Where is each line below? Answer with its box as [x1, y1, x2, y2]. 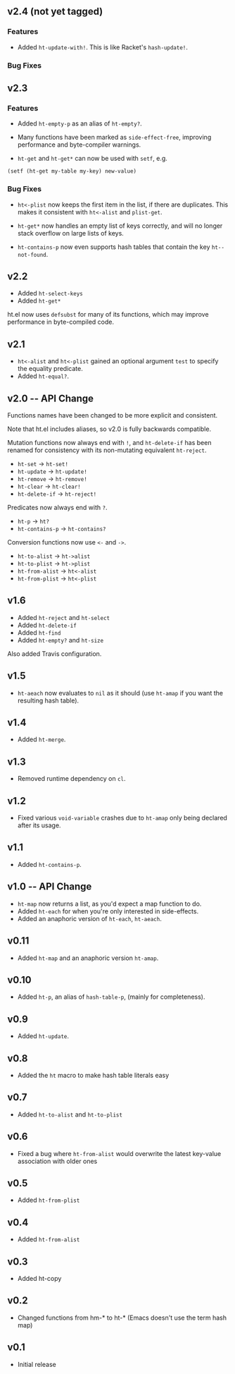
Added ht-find [17, 628, 61, 637]
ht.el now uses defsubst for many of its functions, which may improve [7, 310, 209, 319]
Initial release [17, 1360, 56, 1368]
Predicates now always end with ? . [7, 504, 108, 512]
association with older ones [17, 1157, 98, 1165]
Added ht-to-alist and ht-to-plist [17, 1110, 123, 1119]
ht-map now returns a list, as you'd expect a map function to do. [17, 899, 202, 908]
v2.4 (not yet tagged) [7, 6, 103, 18]
